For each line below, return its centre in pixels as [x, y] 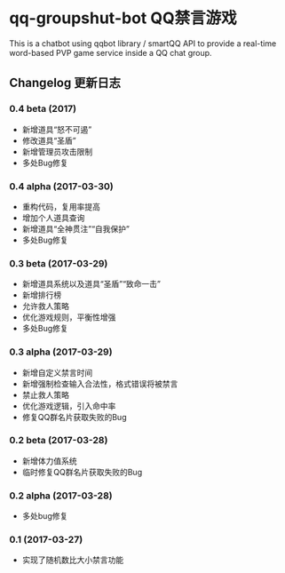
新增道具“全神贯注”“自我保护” [76, 228]
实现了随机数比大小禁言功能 [73, 560]
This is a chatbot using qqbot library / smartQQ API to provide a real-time [143, 43]
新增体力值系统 [49, 461]
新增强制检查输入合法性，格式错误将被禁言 [100, 384]
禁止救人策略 [45, 394]
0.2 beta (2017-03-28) [59, 441]
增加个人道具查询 [53, 218]
